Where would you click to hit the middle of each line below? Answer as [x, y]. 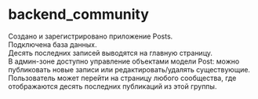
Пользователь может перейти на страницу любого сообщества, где [122, 78]
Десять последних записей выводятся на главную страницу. [111, 53]
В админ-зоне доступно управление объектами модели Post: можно [124, 61]
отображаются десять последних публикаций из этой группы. [113, 86]
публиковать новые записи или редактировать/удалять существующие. [129, 69]
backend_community [78, 15]
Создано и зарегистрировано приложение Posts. [91, 36]
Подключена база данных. [53, 44]
